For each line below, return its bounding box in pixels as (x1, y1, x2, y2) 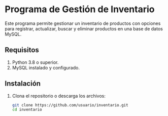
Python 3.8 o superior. (12, 59, 59, 65)
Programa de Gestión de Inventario (5, 4, 155, 15)
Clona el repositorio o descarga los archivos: (12, 93, 106, 99)
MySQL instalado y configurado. (12, 64, 80, 70)
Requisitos (5, 46, 39, 54)
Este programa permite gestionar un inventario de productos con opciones (5, 20, 161, 26)
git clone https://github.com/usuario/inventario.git (12, 102, 128, 107)
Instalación (5, 80, 41, 88)
